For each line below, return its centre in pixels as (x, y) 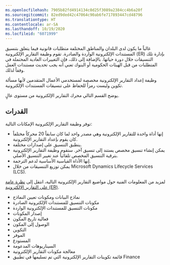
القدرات (17, 111)
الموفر (19, 235)
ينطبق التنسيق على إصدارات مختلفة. (47, 144)
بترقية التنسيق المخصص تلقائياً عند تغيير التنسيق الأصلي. (65, 155)
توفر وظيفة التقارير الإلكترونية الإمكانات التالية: (49, 124)
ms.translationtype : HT (31, 19)
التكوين (19, 229)
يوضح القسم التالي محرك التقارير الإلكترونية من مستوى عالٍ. (62, 95)
